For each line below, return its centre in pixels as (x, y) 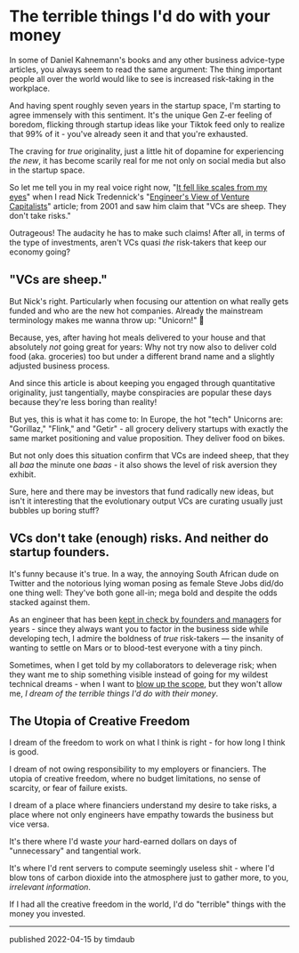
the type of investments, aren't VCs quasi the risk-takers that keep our (138, 242)
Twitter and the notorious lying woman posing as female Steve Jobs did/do (146, 583)
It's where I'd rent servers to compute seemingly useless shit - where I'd (142, 868)
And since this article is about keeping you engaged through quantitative (142, 383)
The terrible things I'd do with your (140, 16)
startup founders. (59, 552)
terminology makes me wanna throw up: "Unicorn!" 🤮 (107, 320)
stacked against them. (50, 602)
